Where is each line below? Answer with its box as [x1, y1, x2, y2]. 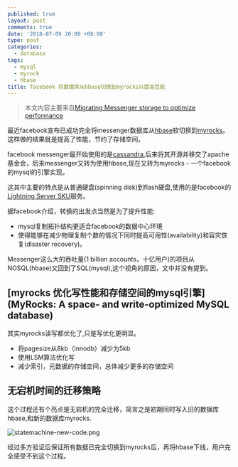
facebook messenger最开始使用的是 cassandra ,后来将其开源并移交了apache [7, 150, 229, 159]
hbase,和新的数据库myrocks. [7, 414, 92, 422]
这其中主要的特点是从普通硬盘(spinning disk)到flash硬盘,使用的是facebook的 [7, 183, 232, 192]
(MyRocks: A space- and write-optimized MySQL [7, 298, 229, 310]
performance [24, 112, 64, 120]
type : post [7, 37, 40, 44]
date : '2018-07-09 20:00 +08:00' [7, 30, 107, 38]
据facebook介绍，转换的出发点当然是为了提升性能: [7, 207, 156, 215]
